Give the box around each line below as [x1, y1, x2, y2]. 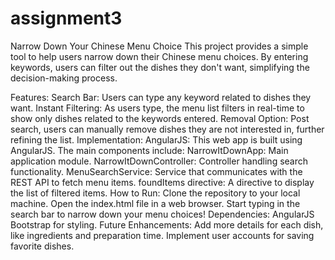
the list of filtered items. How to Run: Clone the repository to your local [10, 187, 301, 199]
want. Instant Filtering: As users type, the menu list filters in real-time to [10, 102, 305, 114]
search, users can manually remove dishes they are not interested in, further [10, 123, 325, 135]
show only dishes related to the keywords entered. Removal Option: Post [10, 112, 310, 124]
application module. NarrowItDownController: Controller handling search [10, 155, 309, 167]
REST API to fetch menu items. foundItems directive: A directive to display [10, 176, 315, 188]
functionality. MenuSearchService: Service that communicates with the [10, 165, 303, 177]
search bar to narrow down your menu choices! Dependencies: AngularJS [10, 208, 315, 220]
